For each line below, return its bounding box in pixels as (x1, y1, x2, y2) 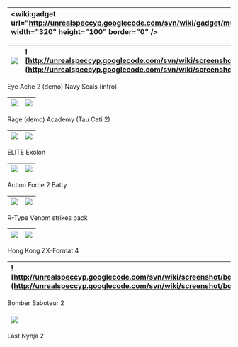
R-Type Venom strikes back (7, 214, 88, 222)
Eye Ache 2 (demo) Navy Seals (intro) (7, 82, 118, 91)
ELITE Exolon (7, 148, 46, 156)
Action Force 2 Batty (7, 181, 67, 189)
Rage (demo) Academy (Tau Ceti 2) (7, 115, 111, 123)
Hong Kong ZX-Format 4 (7, 246, 79, 255)
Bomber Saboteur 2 (7, 299, 65, 307)
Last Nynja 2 (7, 331, 45, 340)
